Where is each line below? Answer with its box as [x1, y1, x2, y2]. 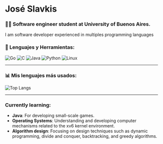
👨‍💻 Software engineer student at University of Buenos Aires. [5, 21, 151, 28]
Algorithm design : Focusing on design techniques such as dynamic [12, 128, 148, 134]
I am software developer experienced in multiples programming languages [5, 32, 154, 37]
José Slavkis [5, 3, 57, 15]
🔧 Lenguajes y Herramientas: [5, 44, 75, 51]
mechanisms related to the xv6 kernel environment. [12, 123, 115, 129]
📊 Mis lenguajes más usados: [5, 72, 77, 79]
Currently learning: [5, 102, 51, 108]
